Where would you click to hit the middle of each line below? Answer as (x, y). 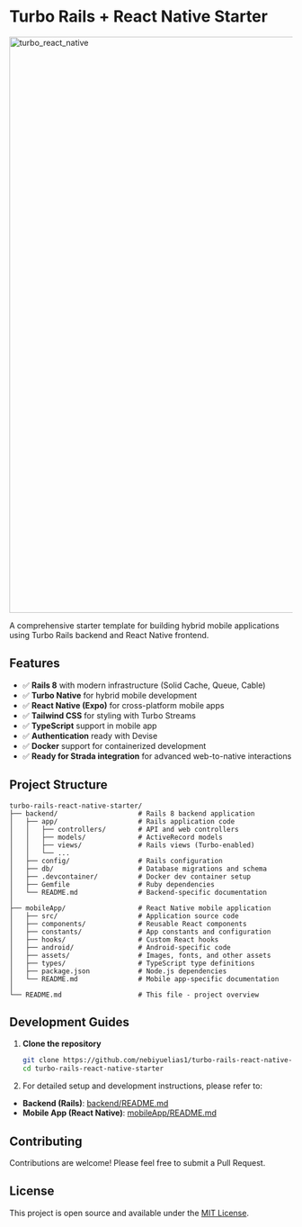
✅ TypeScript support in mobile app (89, 726)
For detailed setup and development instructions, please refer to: (142, 1086)
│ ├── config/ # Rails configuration (116, 861)
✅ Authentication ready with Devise (90, 735)
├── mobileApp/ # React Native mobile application (140, 908)
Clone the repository (62, 1044)
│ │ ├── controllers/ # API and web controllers (124, 829)
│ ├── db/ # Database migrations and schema (138, 869)
